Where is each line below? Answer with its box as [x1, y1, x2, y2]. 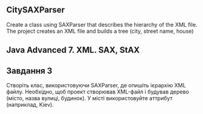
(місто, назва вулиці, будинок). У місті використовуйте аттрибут [6, 95, 173, 102]
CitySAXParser [6, 5, 65, 15]
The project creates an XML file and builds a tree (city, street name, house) [6, 27, 194, 35]
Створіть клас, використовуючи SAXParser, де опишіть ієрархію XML [6, 82, 187, 89]
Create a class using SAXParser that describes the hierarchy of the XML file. [6, 21, 198, 28]
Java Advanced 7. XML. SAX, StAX [6, 45, 140, 55]
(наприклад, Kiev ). [6, 101, 54, 109]
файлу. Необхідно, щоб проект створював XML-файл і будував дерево [6, 88, 190, 96]
